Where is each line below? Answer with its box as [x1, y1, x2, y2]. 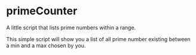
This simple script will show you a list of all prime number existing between [6, 35, 191, 42]
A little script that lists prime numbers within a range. [6, 24, 136, 31]
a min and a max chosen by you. [6, 42, 86, 49]
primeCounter [6, 4, 78, 18]
